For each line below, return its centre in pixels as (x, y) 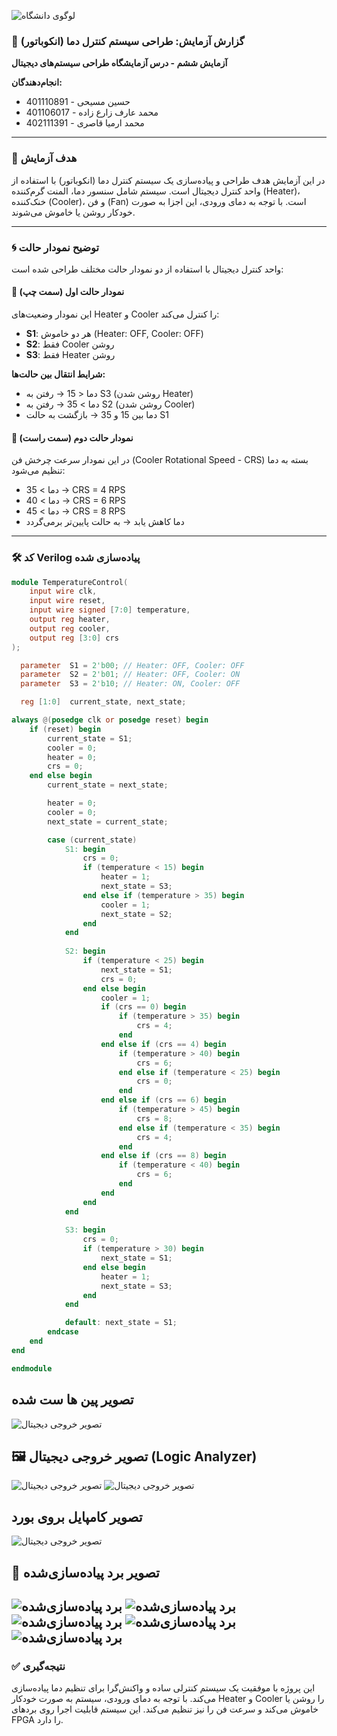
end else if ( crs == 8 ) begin (163, 1156)
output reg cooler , (70, 628)
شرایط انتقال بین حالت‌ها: (58, 374)
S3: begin (85, 1230)
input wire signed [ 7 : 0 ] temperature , (110, 610)
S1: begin (85, 849)
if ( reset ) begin (65, 729)
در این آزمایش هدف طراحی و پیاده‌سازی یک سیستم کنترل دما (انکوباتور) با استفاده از (168, 180)
